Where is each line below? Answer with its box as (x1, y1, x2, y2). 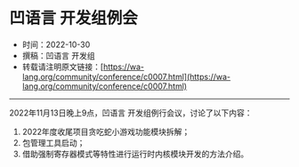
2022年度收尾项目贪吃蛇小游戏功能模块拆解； (21, 126, 190, 137)
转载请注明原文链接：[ (21, 61, 104, 72)
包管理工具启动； (21, 137, 85, 147)
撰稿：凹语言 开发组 (21, 50, 95, 60)
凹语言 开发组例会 (9, 8, 138, 28)
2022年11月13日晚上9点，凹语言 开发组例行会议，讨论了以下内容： (9, 107, 253, 118)
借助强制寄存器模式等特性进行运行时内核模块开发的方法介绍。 (21, 148, 249, 159)
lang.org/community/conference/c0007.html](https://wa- (21, 71, 231, 82)
